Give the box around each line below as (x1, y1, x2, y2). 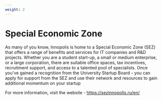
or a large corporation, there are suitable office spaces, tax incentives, (5, 59, 146, 66)
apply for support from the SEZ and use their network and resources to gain (5, 75, 158, 81)
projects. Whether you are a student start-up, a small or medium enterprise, (5, 54, 157, 60)
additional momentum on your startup (5, 80, 81, 86)
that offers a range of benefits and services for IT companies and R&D (5, 49, 146, 55)
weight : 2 (5, 7, 25, 12)
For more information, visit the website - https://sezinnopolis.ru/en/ (5, 89, 140, 95)
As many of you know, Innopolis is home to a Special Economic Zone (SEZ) (5, 44, 156, 50)
